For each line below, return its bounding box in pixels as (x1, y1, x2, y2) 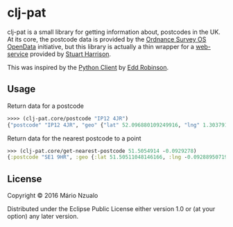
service (7, 50, 29, 58)
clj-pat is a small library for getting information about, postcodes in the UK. (7, 28, 221, 36)
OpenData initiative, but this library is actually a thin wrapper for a (7, 42, 194, 51)
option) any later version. (7, 212, 78, 221)
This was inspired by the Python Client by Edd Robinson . (7, 63, 169, 71)
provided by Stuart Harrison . (30, 50, 112, 58)
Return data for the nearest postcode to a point (7, 134, 141, 143)
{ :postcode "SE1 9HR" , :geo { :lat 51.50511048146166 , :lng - (7, 154, 188, 161)
